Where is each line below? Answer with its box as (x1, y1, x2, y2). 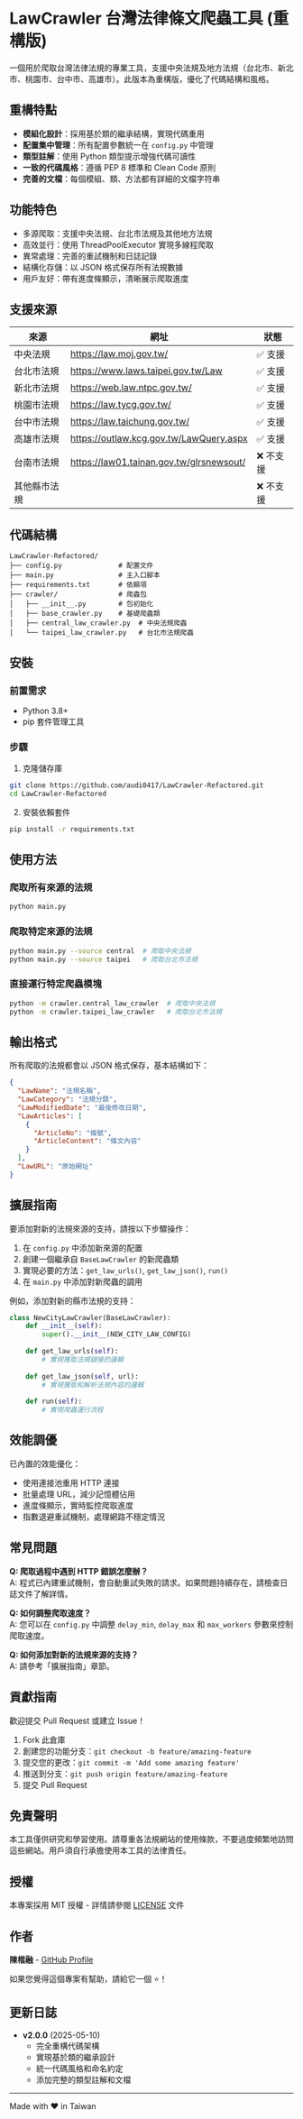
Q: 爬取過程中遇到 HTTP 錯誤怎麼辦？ (9, 1565, 149, 1576)
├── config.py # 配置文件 (9, 561, 154, 571)
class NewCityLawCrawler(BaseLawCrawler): (9, 1313, 171, 1322)
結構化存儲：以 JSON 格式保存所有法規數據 (22, 261, 183, 272)
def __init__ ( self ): (25, 1322, 103, 1331)
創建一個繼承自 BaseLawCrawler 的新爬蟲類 (22, 1253, 179, 1264)
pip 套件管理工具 (22, 716, 85, 727)
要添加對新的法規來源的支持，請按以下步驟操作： (9, 1223, 191, 1234)
